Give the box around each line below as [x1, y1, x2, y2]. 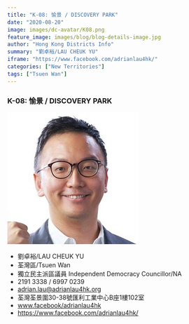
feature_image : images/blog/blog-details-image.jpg [7, 34, 161, 41]
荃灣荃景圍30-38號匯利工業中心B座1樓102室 [17, 293, 145, 302]
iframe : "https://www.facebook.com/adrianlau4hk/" [7, 56, 158, 63]
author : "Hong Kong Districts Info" [7, 41, 114, 48]
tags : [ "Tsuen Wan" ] [7, 70, 68, 77]
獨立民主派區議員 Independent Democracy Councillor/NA [17, 269, 182, 278]
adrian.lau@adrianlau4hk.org [17, 285, 101, 293]
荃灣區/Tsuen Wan [17, 260, 71, 269]
